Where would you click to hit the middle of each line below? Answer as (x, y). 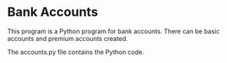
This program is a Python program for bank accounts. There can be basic (113, 31)
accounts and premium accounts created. (68, 38)
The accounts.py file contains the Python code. (76, 52)
